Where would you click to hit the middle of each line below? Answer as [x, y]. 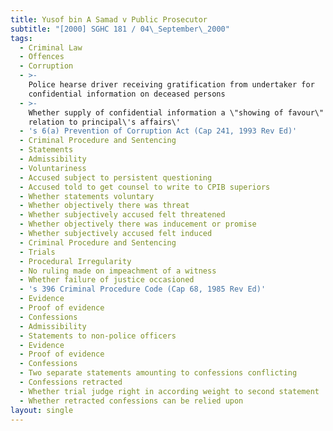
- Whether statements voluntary [87, 196]
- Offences [42, 57]
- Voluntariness [53, 168]
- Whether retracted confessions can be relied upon [131, 401]
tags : [21, 38]
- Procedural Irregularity [75, 261]
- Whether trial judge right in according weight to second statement [169, 391]
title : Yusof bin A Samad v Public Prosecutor [109, 19]
